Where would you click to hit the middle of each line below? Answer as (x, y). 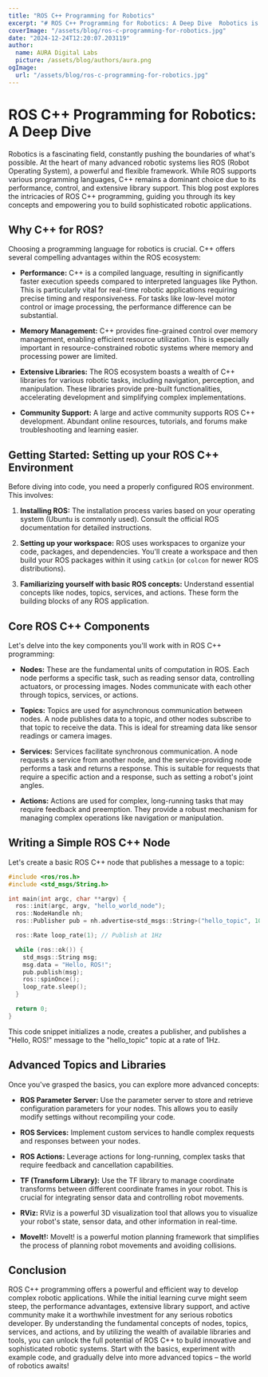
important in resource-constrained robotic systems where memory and (136, 348)
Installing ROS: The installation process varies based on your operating (137, 511)
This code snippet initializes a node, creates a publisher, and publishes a (128, 1031)
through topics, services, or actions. (79, 695)
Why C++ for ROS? (56, 230)
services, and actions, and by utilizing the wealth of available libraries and (130, 1332)
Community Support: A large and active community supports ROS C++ (137, 413)
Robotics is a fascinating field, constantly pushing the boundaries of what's (132, 153)
